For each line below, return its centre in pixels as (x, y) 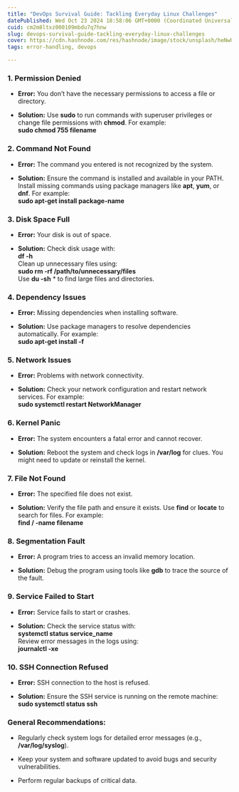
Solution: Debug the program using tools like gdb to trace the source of (123, 570)
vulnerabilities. (39, 767)
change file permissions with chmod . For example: (92, 123)
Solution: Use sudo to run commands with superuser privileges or (115, 115)
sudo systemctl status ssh (58, 704)
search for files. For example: (60, 515)
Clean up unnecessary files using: (68, 264)
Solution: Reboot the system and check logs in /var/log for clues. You (120, 452)
